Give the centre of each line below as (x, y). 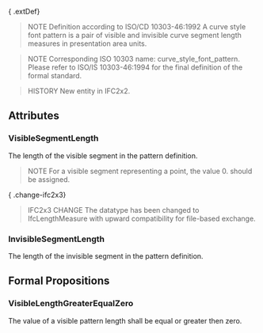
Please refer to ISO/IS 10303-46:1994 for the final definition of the (135, 67)
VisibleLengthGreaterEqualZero (71, 304)
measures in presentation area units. (87, 44)
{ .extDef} (24, 11)
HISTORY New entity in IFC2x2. (79, 91)
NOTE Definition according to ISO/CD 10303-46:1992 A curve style (137, 26)
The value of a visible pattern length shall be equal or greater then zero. (125, 320)
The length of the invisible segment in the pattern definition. (106, 255)
